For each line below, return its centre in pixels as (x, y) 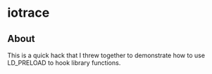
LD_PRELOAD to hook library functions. (64, 63)
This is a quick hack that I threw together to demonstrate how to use (106, 55)
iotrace (29, 13)
